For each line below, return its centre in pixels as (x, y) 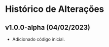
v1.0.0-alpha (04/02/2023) (48, 27)
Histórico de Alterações (55, 9)
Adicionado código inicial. (38, 39)
